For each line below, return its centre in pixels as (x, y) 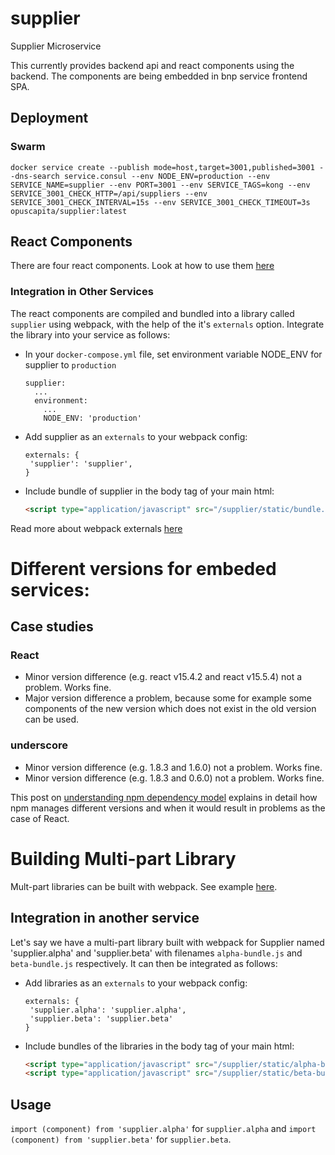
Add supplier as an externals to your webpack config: (136, 436)
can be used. (52, 719)
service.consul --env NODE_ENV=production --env (167, 176)
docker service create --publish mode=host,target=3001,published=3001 (162, 167)
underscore (39, 745)
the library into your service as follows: (90, 334)
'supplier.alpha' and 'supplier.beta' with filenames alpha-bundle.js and (156, 953)
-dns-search (35, 176)
